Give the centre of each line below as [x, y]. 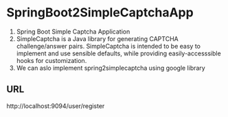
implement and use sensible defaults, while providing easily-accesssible [118, 53]
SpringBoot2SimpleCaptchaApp [100, 13]
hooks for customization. [52, 60]
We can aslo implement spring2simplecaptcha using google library [111, 68]
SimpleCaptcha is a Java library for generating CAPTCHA [98, 38]
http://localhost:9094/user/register [56, 106]
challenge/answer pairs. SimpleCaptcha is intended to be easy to [108, 46]
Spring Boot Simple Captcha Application [73, 31]
